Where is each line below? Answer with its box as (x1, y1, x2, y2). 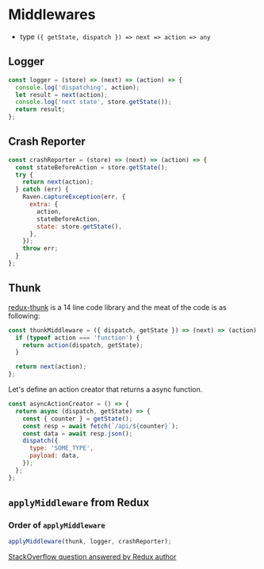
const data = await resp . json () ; (22, 429, 133, 438)
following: (8, 311, 40, 320)
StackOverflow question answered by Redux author (8, 552, 177, 562)
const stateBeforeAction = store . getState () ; (15, 163, 169, 172)
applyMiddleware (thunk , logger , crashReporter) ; (8, 538, 172, 546)
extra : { (29, 200, 59, 208)
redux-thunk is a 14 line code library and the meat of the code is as (8, 302, 228, 312)
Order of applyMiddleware (8, 519, 105, 530)
